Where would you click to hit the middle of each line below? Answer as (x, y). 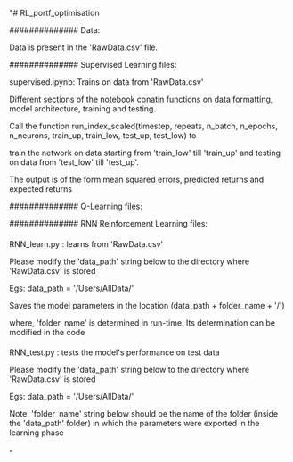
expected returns (41, 189)
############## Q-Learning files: (76, 206)
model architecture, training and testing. (82, 109)
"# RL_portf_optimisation (54, 13)
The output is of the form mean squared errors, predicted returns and (137, 179)
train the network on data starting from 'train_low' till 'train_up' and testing (145, 153)
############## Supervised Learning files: (93, 65)
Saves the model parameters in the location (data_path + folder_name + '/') (147, 305)
